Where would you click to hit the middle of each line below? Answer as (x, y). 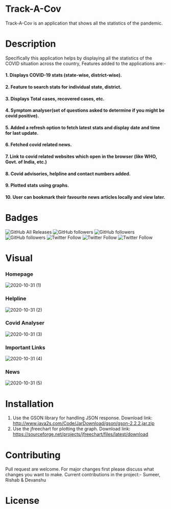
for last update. (22, 133)
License (22, 501)
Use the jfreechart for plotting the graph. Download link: (71, 429)
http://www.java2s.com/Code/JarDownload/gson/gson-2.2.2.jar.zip (83, 423)
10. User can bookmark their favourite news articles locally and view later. (85, 197)
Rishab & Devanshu (26, 480)
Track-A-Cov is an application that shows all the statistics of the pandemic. (84, 23)
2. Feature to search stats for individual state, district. (64, 87)
